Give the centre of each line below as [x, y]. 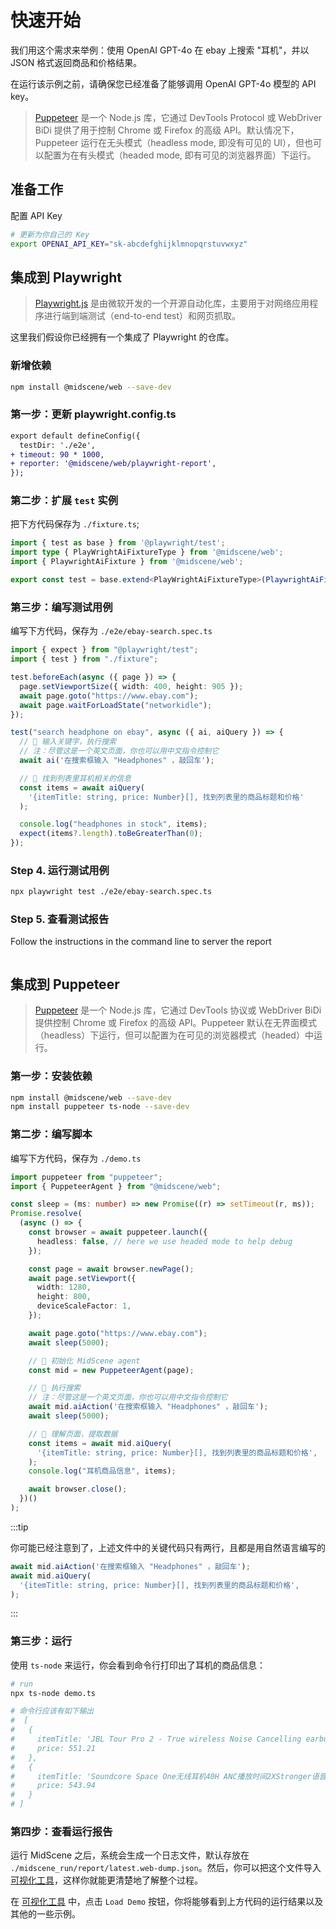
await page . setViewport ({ [82, 1278]
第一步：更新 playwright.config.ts [93, 414]
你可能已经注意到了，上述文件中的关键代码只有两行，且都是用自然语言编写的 [168, 1547]
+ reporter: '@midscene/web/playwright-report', [113, 464]
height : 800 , [64, 1297]
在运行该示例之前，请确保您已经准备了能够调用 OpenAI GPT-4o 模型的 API [163, 83]
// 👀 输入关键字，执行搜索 [68, 742]
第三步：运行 [41, 1641]
